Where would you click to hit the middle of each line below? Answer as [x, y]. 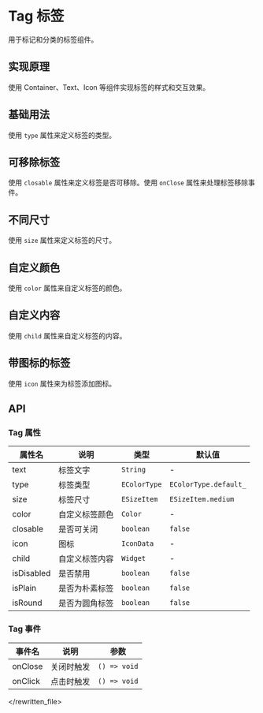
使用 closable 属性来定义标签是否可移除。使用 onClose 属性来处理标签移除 [128, 183]
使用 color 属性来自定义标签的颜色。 [67, 288]
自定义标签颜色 [86, 515]
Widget [133, 558]
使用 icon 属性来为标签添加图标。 [62, 383]
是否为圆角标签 [86, 603]
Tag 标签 [36, 16]
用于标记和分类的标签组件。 [53, 39]
